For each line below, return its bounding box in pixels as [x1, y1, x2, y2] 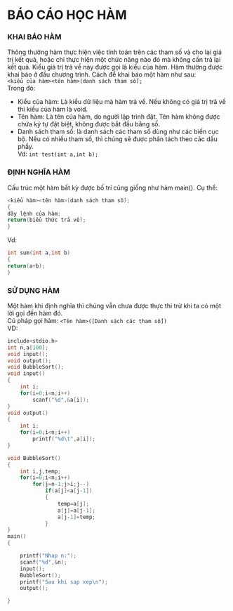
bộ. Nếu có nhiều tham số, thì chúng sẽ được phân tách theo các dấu [17, 135, 218, 143]
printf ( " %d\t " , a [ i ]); [32, 435, 96, 442]
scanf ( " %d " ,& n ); [20, 558, 68, 565]
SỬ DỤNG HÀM [7, 285, 60, 295]
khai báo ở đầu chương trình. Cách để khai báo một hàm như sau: [7, 70, 197, 79]
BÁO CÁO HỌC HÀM [7, 7, 128, 23]
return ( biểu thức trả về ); [7, 216, 86, 224]
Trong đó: [7, 84, 36, 93]
